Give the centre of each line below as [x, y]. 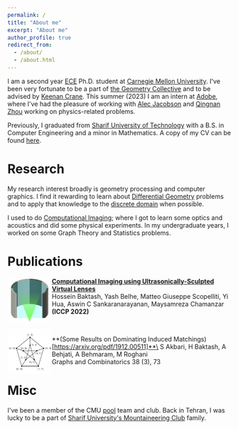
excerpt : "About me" [38, 30]
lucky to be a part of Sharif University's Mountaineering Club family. [107, 418]
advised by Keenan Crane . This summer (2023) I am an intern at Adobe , [113, 96]
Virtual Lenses [74, 289]
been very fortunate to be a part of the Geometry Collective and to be [109, 88]
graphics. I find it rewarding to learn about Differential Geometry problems [115, 196]
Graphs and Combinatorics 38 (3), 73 [107, 361]
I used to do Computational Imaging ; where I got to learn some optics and [115, 218]
